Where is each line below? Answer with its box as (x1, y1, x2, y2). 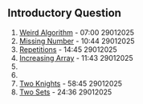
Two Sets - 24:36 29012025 (18, 87, 112, 97)
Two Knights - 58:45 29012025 (18, 78, 122, 88)
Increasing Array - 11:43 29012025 (18, 53, 133, 62)
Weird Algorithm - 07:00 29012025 (18, 27, 134, 37)
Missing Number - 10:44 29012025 (18, 36, 135, 46)
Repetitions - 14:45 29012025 (18, 44, 117, 54)
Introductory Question (7, 6, 122, 20)
